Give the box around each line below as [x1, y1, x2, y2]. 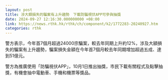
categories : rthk [5, 26, 42, 31]
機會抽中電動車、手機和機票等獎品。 [18, 69, 93, 75]
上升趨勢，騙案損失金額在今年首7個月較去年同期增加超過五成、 [27, 46, 157, 52]
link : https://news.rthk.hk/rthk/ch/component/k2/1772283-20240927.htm [5, 21, 158, 26]
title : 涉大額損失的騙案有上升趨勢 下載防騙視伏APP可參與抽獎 [5, 12, 121, 17]
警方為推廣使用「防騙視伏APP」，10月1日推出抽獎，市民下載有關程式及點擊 [5, 63, 159, 69]
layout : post [5, 7, 33, 12]
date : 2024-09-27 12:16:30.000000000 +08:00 [5, 16, 100, 21]
